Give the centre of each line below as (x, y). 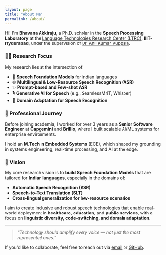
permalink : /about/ (25, 19)
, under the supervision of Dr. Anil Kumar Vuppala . (80, 43)
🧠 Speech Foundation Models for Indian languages (64, 77)
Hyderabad (17, 43)
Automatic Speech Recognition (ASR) (52, 188)
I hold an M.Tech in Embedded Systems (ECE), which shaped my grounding (83, 144)
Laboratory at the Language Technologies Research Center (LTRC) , (74, 38)
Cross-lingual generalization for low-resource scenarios (71, 198)
